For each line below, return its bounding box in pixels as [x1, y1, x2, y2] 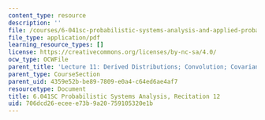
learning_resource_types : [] [8, 41, 104, 49]
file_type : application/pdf [8, 33, 101, 42]
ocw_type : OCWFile [8, 56, 69, 64]
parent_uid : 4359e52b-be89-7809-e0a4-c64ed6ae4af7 [8, 77, 178, 85]
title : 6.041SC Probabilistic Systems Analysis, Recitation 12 [8, 92, 221, 100]
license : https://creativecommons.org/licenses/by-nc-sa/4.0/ [8, 48, 217, 56]
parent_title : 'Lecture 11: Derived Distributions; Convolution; [8, 63, 227, 71]
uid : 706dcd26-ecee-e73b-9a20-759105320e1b [8, 99, 154, 107]
